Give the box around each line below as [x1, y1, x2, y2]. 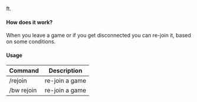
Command [9, 66, 40, 75]
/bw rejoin [9, 86, 37, 94]
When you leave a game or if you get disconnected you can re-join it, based [6, 32, 191, 39]
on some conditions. [6, 38, 56, 45]
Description [48, 66, 83, 75]
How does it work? [6, 18, 53, 26]
